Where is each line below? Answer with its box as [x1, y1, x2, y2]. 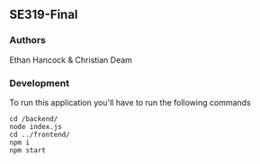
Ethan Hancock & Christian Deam [9, 54, 133, 65]
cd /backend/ [9, 114, 58, 124]
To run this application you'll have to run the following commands [9, 97, 252, 108]
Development [9, 76, 70, 89]
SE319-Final [9, 7, 78, 22]
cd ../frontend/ [9, 130, 70, 139]
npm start [9, 145, 47, 155]
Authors [9, 34, 47, 47]
